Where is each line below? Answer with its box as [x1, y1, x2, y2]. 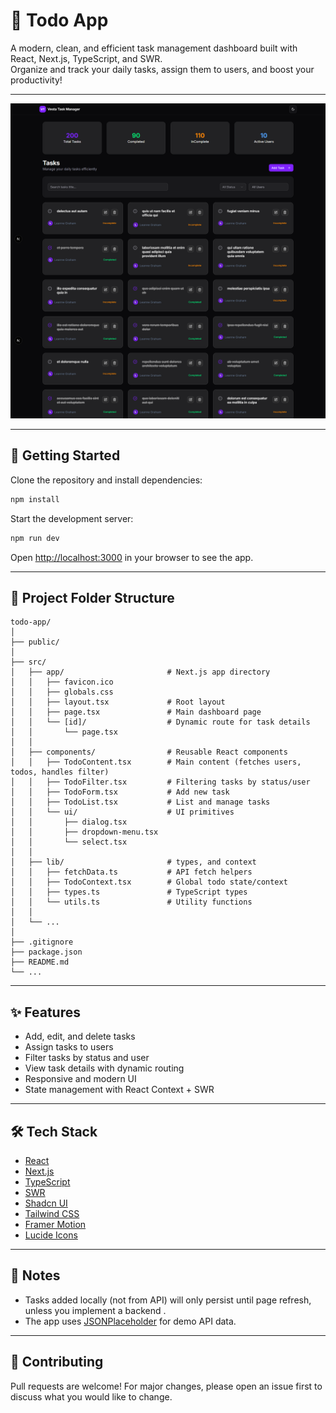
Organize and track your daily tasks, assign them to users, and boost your [10, 63, 315, 75]
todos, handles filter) [10, 767, 110, 778]
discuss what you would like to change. [10, 1390, 173, 1403]
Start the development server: [10, 512, 134, 524]
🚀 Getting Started [10, 447, 121, 464]
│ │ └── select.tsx [10, 837, 128, 848]
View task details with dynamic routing [24, 1062, 185, 1074]
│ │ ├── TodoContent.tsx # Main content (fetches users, [10, 757, 302, 768]
